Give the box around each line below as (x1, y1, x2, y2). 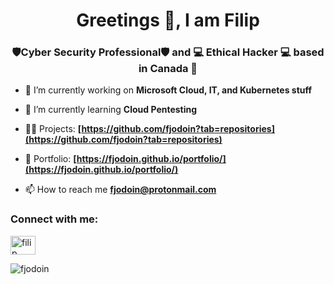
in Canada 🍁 (138, 62, 198, 76)
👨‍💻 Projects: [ (24, 123, 82, 135)
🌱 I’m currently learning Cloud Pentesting (24, 104, 198, 116)
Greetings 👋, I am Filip (76, 9, 260, 32)
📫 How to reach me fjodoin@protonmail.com (24, 184, 217, 196)
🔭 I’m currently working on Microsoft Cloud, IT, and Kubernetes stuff (24, 84, 313, 96)
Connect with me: (10, 212, 99, 226)
